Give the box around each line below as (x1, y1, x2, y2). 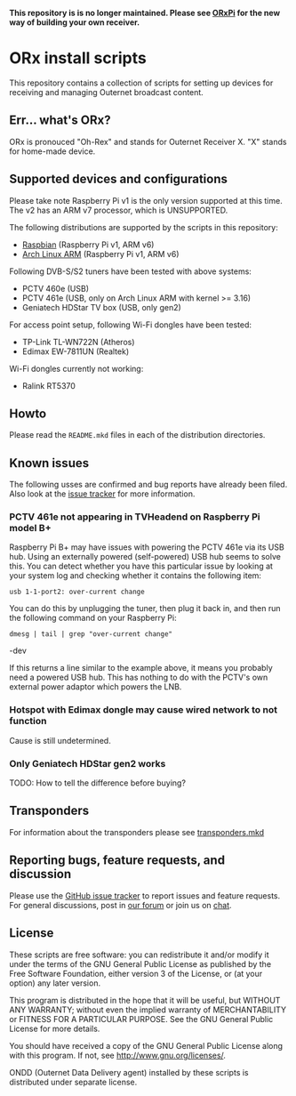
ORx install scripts (9, 48, 147, 68)
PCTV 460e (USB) (21, 283, 90, 294)
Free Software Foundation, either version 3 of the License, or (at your (9, 968, 263, 979)
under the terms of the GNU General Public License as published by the (9, 958, 272, 969)
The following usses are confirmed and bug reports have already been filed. (9, 479, 288, 490)
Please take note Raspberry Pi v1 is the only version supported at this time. (9, 195, 283, 205)
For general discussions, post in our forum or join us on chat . (9, 899, 233, 910)
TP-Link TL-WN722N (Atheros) (21, 336, 135, 347)
